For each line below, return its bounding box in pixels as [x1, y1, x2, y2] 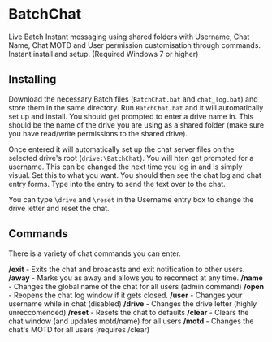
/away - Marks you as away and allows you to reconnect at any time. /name [8, 273, 264, 283]
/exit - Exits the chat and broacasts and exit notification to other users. [8, 264, 245, 274]
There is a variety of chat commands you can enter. [8, 249, 181, 258]
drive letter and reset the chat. [8, 203, 110, 213]
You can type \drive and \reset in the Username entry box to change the [8, 194, 254, 204]
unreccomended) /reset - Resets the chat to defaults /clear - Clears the [8, 307, 249, 317]
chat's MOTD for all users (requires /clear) [8, 324, 150, 334]
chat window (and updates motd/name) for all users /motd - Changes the [8, 316, 254, 326]
